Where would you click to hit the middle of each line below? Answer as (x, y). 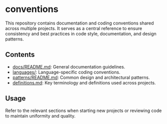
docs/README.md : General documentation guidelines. (69, 66)
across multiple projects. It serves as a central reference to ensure (74, 28)
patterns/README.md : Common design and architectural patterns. (81, 77)
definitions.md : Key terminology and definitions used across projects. (84, 82)
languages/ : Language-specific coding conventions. (66, 72)
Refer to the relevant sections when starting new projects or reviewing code (83, 110)
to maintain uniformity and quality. (40, 115)
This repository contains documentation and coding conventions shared (79, 23)
